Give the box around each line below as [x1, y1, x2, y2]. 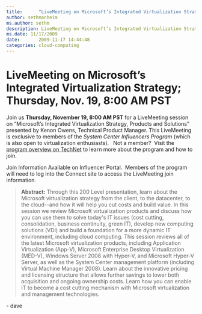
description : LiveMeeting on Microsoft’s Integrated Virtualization [6, 25, 182, 32]
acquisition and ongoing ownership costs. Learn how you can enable [20, 277, 192, 285]
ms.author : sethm [6, 20, 50, 26]
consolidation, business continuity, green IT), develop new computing [20, 220, 194, 227]
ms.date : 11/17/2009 [6, 31, 58, 37]
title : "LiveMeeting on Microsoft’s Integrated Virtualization [6, 8, 182, 15]
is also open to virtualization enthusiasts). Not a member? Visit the [6, 139, 174, 146]
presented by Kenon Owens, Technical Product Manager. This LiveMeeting [6, 126, 192, 134]
